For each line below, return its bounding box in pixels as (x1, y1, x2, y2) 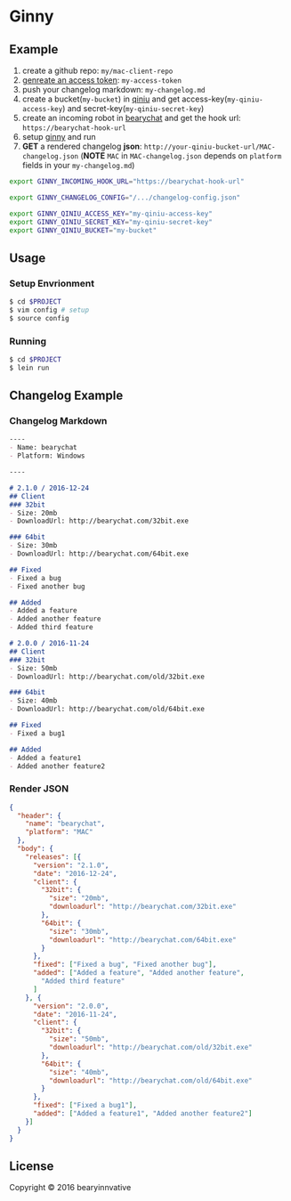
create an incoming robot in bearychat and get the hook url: (21, 113, 241, 123)
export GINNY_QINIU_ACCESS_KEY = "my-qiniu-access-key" (9, 209, 214, 218)
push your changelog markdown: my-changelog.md (21, 85, 206, 94)
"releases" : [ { (25, 852, 82, 861)
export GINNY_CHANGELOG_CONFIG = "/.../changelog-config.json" (9, 193, 241, 202)
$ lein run (9, 363, 50, 372)
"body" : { (17, 844, 53, 854)
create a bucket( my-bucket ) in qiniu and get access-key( (21, 93, 228, 104)
